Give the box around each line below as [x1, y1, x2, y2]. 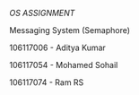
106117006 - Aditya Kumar [9, 42, 106, 53]
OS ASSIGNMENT [9, 8, 75, 18]
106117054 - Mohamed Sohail [9, 60, 118, 70]
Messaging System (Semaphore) [9, 25, 131, 35]
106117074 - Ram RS [9, 77, 84, 88]
